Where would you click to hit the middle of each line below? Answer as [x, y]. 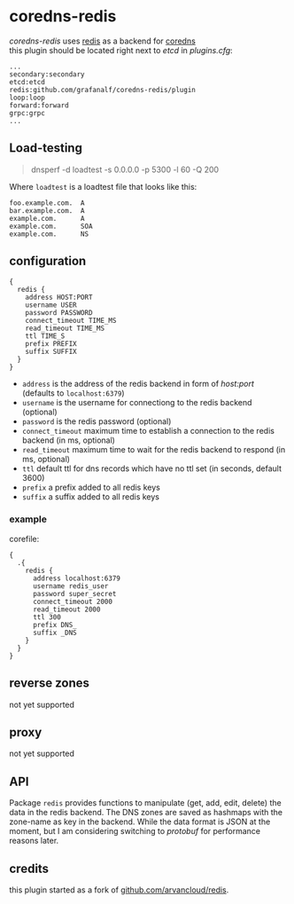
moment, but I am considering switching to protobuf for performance [135, 831]
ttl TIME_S [45, 336]
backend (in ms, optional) [68, 440]
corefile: [24, 538]
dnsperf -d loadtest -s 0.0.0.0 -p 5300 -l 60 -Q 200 [125, 169]
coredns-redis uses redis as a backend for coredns [103, 41]
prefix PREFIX [51, 343]
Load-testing [46, 148]
